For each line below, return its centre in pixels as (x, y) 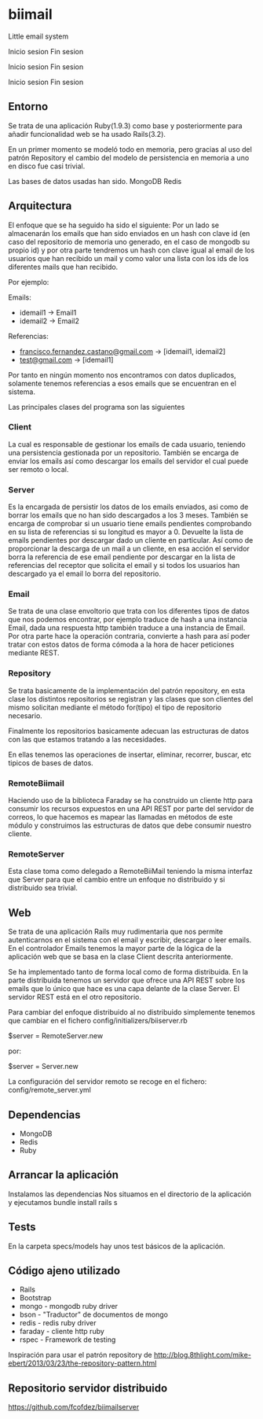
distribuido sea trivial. (43, 888)
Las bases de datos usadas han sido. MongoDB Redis (95, 181)
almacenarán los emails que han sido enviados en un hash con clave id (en (129, 233)
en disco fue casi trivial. (47, 166)
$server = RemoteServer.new (56, 1036)
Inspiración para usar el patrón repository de (80, 1355)
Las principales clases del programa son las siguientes (97, 407)
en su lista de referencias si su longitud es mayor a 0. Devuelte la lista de (126, 532)
